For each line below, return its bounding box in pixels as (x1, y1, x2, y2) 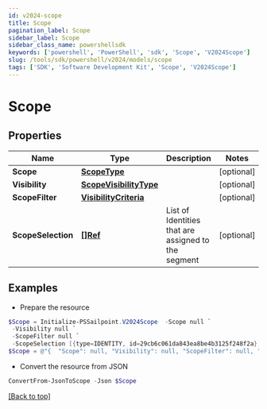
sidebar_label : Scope (8, 33, 80, 42)
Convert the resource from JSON (19, 361, 129, 371)
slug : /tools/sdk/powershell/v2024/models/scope (8, 56, 172, 64)
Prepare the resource (19, 303, 90, 312)
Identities (165, 214, 201, 226)
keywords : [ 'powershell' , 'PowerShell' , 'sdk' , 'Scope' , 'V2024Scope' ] (8, 48, 250, 56)
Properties (8, 129, 62, 143)
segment (165, 254, 199, 265)
